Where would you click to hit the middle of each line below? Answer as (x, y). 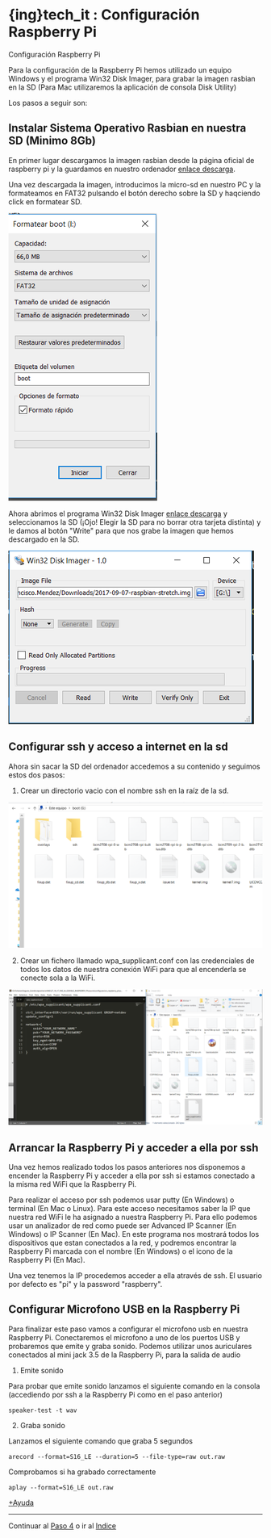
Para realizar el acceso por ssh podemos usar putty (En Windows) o (121, 1200)
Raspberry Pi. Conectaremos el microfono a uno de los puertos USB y (124, 1337)
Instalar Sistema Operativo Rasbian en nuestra (127, 128)
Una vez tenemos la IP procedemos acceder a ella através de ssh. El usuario (135, 1276)
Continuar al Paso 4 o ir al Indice (63, 1525)
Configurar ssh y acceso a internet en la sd (118, 747)
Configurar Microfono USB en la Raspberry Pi (124, 1310)
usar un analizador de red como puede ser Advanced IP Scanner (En (122, 1226)
